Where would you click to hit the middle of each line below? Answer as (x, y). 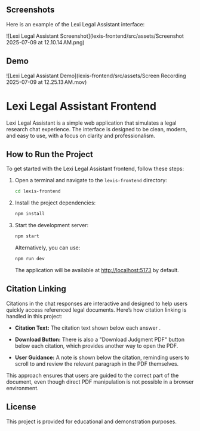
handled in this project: (34, 316)
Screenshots (30, 10)
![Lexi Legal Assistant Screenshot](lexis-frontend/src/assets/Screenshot (95, 36)
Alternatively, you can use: (47, 248)
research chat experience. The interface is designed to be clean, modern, (97, 129)
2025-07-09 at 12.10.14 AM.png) (45, 42)
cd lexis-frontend (38, 191)
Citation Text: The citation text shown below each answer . (88, 328)
